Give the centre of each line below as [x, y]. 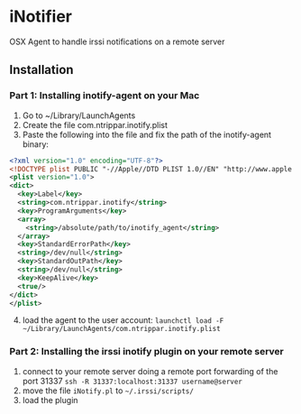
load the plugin [50, 400]
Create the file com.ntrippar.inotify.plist [95, 124]
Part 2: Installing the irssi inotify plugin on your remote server [146, 352]
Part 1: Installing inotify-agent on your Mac [105, 96]
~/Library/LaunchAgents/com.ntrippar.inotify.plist [121, 329]
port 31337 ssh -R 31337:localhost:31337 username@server [132, 381]
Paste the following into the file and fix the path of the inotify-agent [147, 134]
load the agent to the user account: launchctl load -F [123, 320]
